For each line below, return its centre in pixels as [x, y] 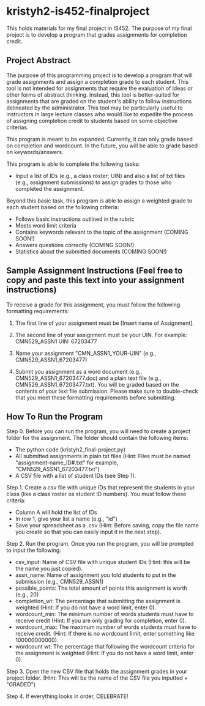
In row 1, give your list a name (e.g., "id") [66, 519]
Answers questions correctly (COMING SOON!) [75, 245]
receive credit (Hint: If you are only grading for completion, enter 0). [101, 621]
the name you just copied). [49, 569]
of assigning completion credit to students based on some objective [92, 121]
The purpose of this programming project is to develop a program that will [99, 75]
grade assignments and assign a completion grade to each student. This [97, 81]
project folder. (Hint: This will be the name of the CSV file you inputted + [97, 678]
